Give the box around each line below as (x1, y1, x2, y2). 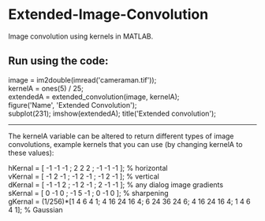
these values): (8, 148, 54, 157)
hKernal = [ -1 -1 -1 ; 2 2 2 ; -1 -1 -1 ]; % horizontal (8, 163, 168, 172)
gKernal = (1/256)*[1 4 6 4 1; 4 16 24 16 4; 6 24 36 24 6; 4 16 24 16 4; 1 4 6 (8, 197, 251, 206)
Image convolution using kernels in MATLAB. (8, 31, 154, 41)
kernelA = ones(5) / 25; (8, 83, 84, 93)
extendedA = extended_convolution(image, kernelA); (8, 92, 180, 101)
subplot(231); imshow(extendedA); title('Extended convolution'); (8, 109, 217, 118)
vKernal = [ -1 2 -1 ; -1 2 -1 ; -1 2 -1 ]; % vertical (8, 171, 159, 181)
